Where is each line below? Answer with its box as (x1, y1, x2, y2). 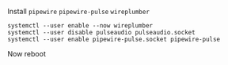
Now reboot (7, 49, 47, 58)
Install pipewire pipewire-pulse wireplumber (7, 7, 150, 16)
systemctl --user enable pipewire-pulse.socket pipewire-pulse (7, 35, 221, 43)
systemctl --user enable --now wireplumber (7, 22, 154, 30)
